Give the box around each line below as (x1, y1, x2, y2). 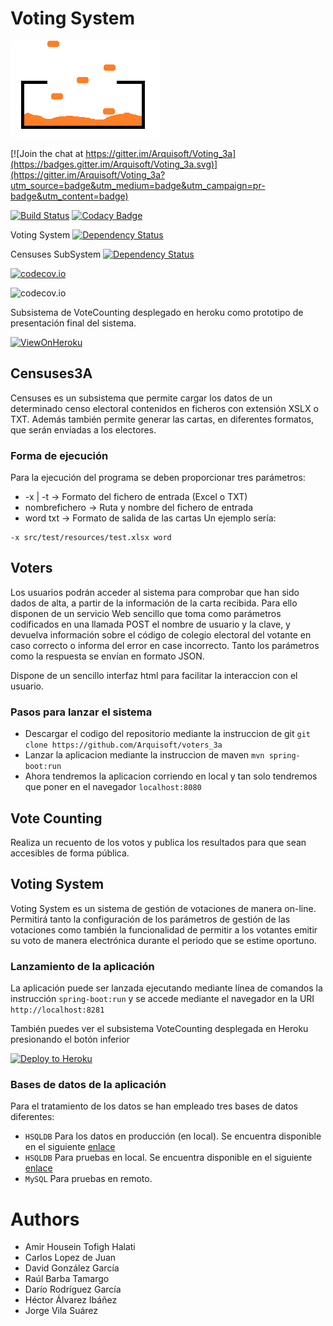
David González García (24, 1262, 120, 1274)
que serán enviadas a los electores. (10, 423, 157, 436)
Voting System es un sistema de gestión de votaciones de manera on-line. (10, 902, 317, 914)
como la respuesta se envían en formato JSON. (10, 650, 205, 662)
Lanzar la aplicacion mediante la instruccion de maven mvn (24, 749, 265, 761)
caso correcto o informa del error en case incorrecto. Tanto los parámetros (10, 639, 320, 651)
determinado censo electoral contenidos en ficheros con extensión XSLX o (10, 402, 319, 414)
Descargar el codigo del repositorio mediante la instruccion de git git (24, 728, 311, 740)
